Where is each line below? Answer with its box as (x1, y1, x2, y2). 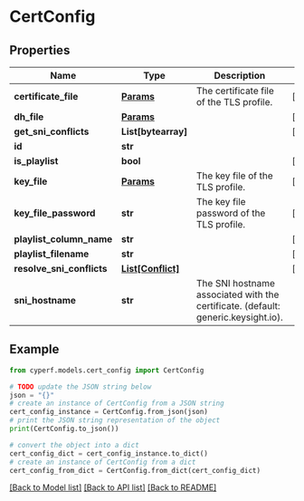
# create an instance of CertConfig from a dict (9, 458, 196, 467)
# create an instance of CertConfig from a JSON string (9, 399, 224, 409)
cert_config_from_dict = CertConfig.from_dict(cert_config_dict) (9, 466, 261, 475)
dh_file (14, 111, 44, 123)
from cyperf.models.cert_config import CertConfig (9, 365, 204, 375)
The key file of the (195, 169, 273, 182)
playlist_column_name (14, 233, 113, 246)
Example (9, 342, 60, 357)
